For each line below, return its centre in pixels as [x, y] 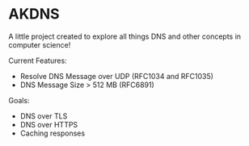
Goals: [19, 100]
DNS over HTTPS [49, 124]
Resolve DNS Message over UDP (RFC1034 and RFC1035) [117, 76]
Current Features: [38, 60]
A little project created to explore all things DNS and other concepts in [124, 36]
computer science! [40, 44]
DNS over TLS [44, 116]
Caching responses [53, 133]
